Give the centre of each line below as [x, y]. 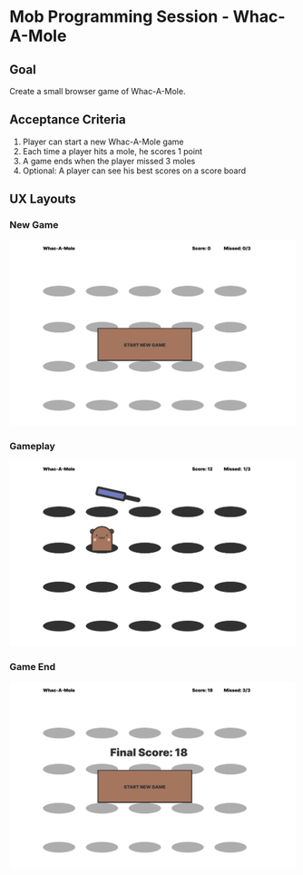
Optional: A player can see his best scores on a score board [134, 171]
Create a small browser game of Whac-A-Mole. [98, 91]
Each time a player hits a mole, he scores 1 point [112, 151]
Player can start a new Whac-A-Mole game [103, 142]
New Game [34, 225]
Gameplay [33, 446]
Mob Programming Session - [119, 17]
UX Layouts [43, 199]
